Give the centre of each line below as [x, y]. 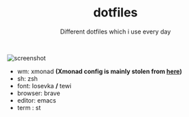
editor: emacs [36, 100]
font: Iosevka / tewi [44, 86]
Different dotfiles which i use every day [115, 31]
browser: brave [38, 93]
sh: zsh [27, 78]
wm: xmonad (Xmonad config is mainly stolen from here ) [99, 71]
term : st [29, 107]
